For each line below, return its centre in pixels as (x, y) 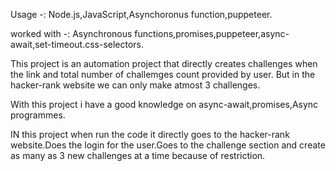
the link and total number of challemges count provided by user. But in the (163, 74)
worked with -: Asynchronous (71, 33)
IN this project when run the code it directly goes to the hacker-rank (150, 134)
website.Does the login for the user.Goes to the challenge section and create (168, 145)
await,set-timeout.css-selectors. (77, 44)
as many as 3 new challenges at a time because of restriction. (138, 155)
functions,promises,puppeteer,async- (212, 33)
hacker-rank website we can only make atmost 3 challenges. (135, 85)
